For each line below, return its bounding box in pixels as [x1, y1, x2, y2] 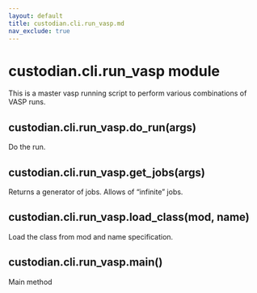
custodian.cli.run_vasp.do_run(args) [8, 121, 196, 134]
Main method [8, 277, 53, 287]
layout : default [8, 11, 63, 20]
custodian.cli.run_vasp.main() [8, 256, 163, 270]
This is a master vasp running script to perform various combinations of [8, 88, 247, 98]
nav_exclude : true [8, 27, 70, 35]
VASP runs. [8, 97, 46, 107]
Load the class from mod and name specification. [8, 231, 174, 241]
